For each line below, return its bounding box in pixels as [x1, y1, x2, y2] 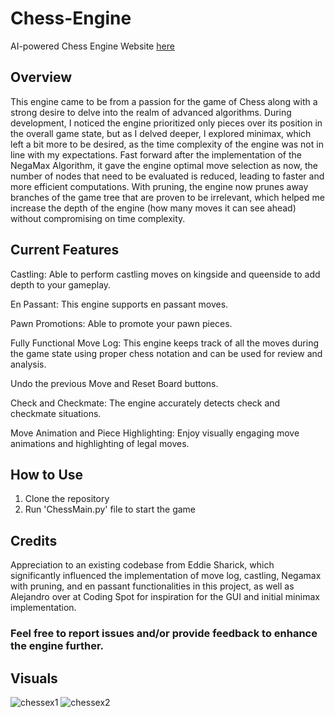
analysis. [10, 358, 47, 370]
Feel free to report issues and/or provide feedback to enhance [10, 627, 318, 641]
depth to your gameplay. [10, 278, 112, 291]
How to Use [10, 466, 84, 483]
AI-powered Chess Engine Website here [10, 40, 175, 52]
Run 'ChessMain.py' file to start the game [24, 503, 197, 516]
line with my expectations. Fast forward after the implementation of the [10, 148, 302, 161]
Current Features [10, 242, 120, 259]
